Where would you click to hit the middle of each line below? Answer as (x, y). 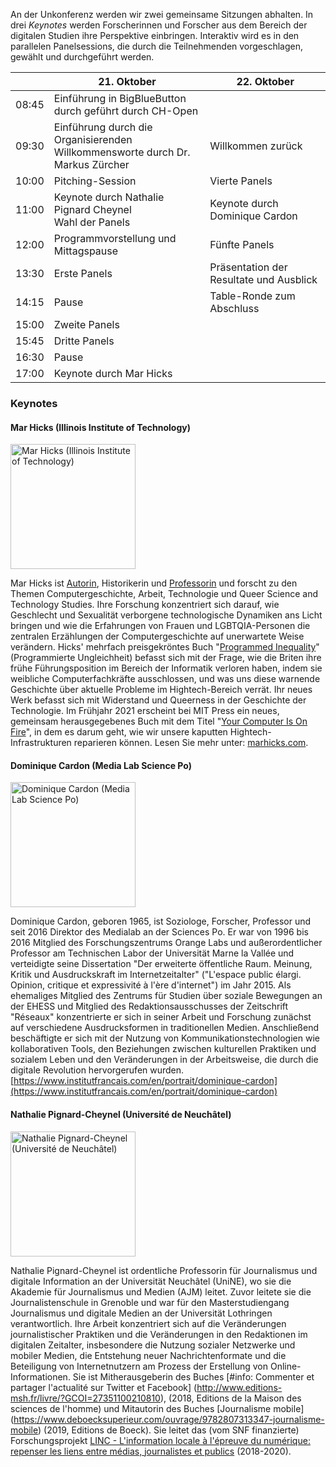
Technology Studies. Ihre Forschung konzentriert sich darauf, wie (145, 605)
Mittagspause (86, 251)
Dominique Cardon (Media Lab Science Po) (101, 765)
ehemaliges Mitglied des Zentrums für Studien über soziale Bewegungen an (166, 996)
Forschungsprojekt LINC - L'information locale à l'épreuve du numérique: (160, 1440)
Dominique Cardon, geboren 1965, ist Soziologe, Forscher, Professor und (161, 921)
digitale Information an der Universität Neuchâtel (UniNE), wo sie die (151, 1281)
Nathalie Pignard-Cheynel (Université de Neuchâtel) (121, 1114)
